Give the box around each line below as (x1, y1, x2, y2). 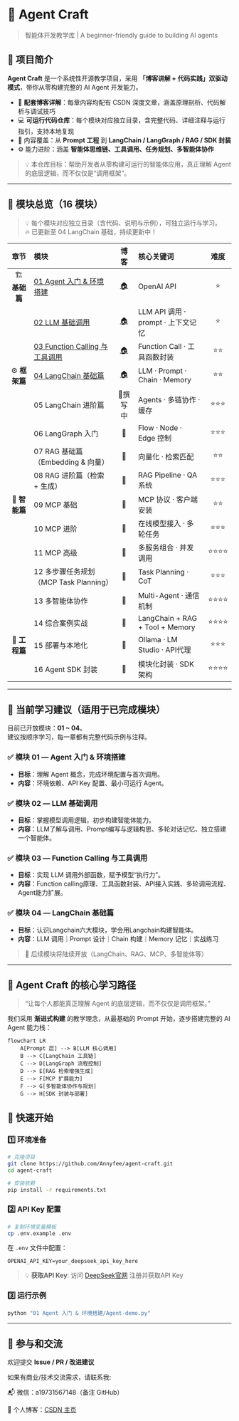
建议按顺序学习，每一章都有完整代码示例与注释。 (7, 733, 151, 741)
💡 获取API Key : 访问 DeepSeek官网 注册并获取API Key (24, 1271, 184, 1280)
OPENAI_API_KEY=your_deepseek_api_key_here (7, 1258, 139, 1265)
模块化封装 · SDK (137, 659, 194, 668)
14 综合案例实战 (33, 618, 88, 628)
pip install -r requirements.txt (7, 1186, 107, 1193)
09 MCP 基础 (33, 500, 78, 510)
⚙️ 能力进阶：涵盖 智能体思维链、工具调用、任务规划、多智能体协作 (17, 145, 215, 153)
